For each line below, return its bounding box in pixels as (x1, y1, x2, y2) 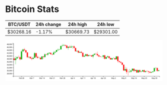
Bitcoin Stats (5, 3, 59, 15)
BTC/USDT (8, 21, 31, 27)
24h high (67, 21, 87, 27)
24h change (35, 21, 61, 27)
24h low (96, 21, 114, 27)
